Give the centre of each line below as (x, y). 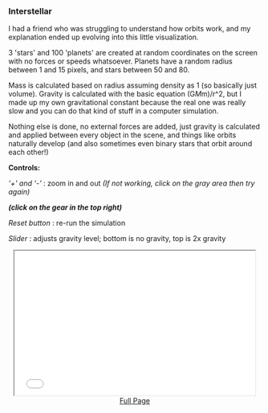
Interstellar (30, 11)
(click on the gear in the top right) (65, 207)
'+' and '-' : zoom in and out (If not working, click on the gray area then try (132, 183)
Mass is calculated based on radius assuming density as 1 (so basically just (133, 85)
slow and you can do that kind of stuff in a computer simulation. (114, 111)
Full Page (135, 401)
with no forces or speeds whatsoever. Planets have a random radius (120, 61)
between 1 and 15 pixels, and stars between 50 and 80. (99, 70)
